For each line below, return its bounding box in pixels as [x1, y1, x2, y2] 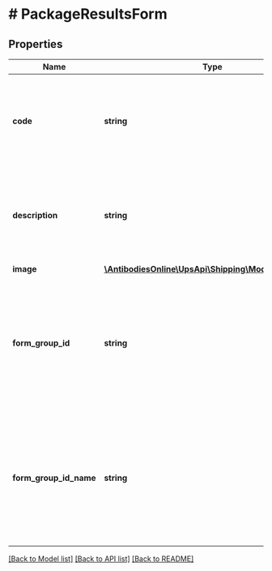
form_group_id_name [12, 472, 96, 483]
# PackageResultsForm [8, 5, 168, 24]
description [12, 210, 58, 221]
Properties [8, 37, 63, 51]
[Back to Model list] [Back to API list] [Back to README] [8, 554, 194, 564]
